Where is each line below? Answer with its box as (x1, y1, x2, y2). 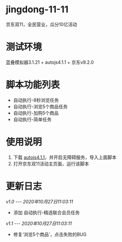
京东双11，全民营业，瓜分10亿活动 (6, 21, 77, 27)
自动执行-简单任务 (13, 116, 52, 122)
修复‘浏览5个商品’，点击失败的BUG (13, 231, 87, 237)
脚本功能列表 (6, 79, 60, 91)
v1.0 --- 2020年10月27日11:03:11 (6, 198, 73, 204)
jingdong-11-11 (6, 4, 69, 15)
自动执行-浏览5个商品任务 (13, 103, 68, 109)
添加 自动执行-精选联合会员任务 (13, 209, 80, 215)
